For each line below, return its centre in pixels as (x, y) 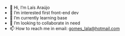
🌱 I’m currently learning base (38, 18)
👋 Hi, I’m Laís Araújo (30, 8)
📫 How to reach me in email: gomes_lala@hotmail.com (65, 28)
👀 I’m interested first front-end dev (44, 13)
